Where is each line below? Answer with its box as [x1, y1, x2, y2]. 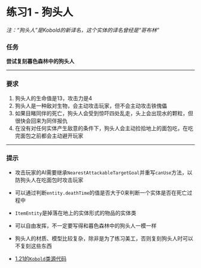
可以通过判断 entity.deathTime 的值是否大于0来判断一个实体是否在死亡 [14, 189, 187, 196]
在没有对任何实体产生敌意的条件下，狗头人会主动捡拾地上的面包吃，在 [14, 124, 188, 132]
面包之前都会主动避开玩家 [20, 132, 84, 139]
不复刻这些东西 [14, 242, 52, 249]
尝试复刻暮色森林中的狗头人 [6, 58, 75, 65]
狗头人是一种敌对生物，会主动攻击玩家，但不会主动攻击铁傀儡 [14, 102, 167, 109]
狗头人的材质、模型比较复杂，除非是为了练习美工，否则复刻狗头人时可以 [14, 234, 193, 242]
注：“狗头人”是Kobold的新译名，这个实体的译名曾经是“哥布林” [6, 26, 160, 34]
